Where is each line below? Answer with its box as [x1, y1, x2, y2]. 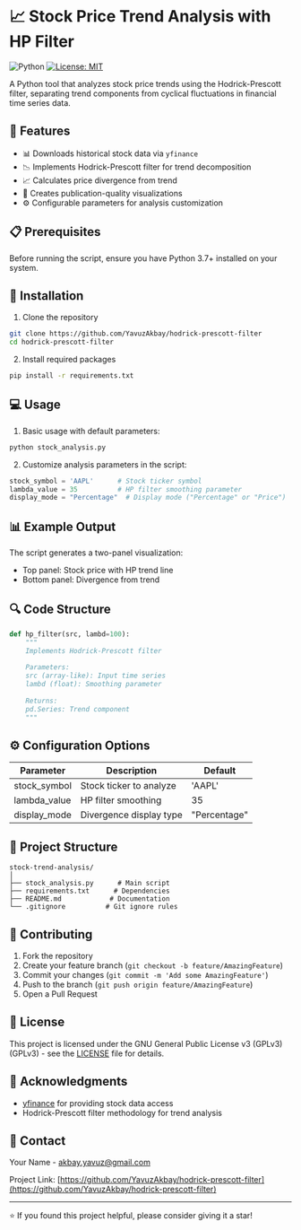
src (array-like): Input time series [25, 671, 167, 681]
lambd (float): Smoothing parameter [25, 680, 163, 689]
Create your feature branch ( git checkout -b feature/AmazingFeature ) [21, 960, 284, 971]
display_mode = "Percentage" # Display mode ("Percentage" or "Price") [9, 493, 287, 502]
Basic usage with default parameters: [21, 425, 160, 436]
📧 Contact [9, 1133, 66, 1148]
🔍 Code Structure [9, 601, 112, 616]
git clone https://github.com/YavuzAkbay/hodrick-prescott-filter [9, 329, 262, 338]
